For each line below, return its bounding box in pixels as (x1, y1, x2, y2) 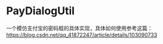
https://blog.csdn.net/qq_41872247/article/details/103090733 (6, 31, 158, 38)
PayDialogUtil (6, 4, 75, 18)
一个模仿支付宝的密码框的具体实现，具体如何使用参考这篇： (6, 24, 153, 32)
